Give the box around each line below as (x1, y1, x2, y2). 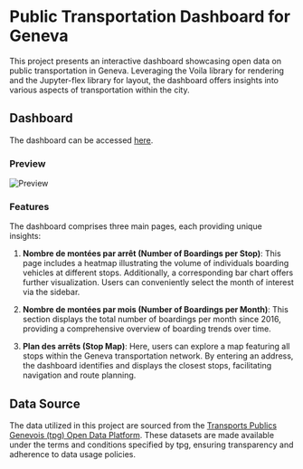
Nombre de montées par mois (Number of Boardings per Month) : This (22, 304, 289, 315)
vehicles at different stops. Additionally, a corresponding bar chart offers (22, 267, 294, 278)
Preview (9, 157, 46, 169)
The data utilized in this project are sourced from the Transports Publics (9, 420, 278, 431)
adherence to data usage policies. (9, 449, 137, 460)
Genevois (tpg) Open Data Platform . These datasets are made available (9, 430, 274, 441)
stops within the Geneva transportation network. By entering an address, (22, 350, 294, 361)
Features (9, 200, 50, 213)
